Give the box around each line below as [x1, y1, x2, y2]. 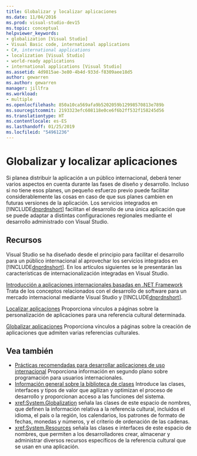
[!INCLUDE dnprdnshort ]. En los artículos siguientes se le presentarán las [6, 263, 182, 270]
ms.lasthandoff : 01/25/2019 [6, 124, 75, 130]
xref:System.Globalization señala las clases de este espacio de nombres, [14, 399, 192, 406]
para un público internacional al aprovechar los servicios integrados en [6, 257, 178, 264]
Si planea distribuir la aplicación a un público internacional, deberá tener [6, 174, 181, 181]
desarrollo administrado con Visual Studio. [6, 218, 109, 225]
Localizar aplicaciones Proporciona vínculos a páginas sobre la [6, 305, 159, 312]
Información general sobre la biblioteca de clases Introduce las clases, [14, 380, 186, 388]
